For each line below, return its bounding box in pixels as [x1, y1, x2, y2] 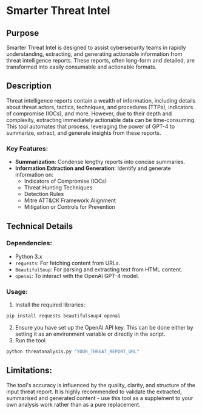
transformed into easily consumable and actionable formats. [6, 63, 157, 70]
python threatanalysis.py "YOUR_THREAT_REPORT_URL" [6, 348, 140, 355]
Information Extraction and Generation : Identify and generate [15, 165, 171, 172]
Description [6, 81, 52, 91]
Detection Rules [24, 191, 64, 198]
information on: [15, 171, 53, 178]
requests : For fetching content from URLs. [15, 259, 120, 266]
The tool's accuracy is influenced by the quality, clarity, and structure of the [6, 381, 196, 389]
